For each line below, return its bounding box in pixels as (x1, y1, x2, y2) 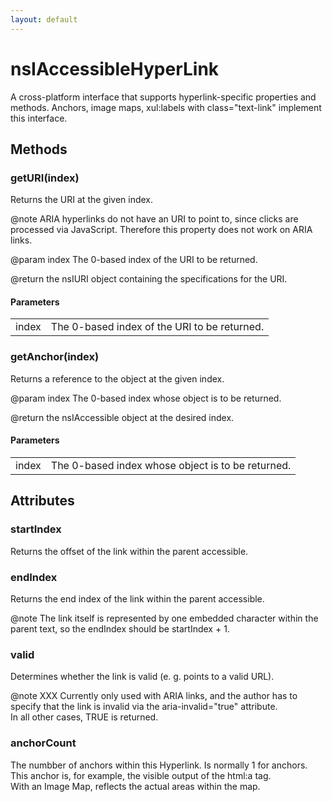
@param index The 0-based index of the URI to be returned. (10, 254, 258, 266)
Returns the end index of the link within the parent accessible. (10, 592, 265, 605)
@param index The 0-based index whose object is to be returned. (10, 392, 282, 404)
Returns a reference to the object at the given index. (10, 372, 225, 385)
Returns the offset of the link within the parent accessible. (10, 545, 249, 557)
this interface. (10, 112, 68, 124)
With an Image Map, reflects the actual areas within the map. (10, 780, 261, 792)
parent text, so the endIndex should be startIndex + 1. (10, 622, 230, 635)
